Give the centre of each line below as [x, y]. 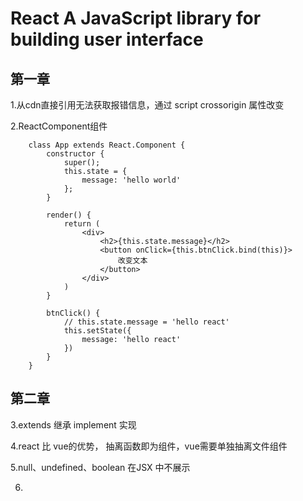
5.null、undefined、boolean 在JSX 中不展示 [100, 467]
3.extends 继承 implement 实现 [73, 424]
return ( [82, 224]
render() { [69, 215]
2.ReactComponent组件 [59, 126]
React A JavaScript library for [136, 18]
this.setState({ [97, 331]
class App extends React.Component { [107, 145]
